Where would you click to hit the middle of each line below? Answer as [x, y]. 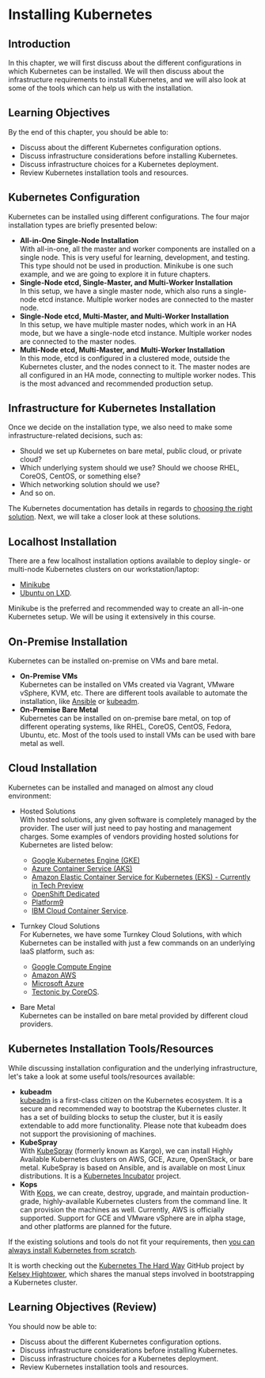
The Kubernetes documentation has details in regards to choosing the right [131, 508]
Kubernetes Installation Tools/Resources [111, 1049]
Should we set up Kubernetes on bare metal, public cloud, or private [131, 451]
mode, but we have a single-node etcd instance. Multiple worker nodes [136, 333]
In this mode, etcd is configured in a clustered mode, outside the [125, 358]
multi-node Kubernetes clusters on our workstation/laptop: [104, 569]
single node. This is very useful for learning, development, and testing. [134, 257]
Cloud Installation [53, 769]
